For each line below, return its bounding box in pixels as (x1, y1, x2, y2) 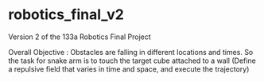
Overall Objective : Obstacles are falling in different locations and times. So (8, 47, 254, 57)
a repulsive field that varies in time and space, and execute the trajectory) (8, 64, 250, 73)
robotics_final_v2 (8, 6, 125, 24)
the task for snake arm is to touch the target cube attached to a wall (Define (8, 56, 256, 65)
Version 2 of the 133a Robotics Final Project (8, 32, 151, 41)
